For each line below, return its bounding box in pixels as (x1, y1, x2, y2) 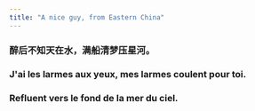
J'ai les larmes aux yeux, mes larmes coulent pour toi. (9, 68, 247, 81)
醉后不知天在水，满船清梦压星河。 (9, 44, 155, 56)
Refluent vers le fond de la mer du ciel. (9, 92, 179, 105)
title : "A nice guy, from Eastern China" (9, 12, 165, 22)
